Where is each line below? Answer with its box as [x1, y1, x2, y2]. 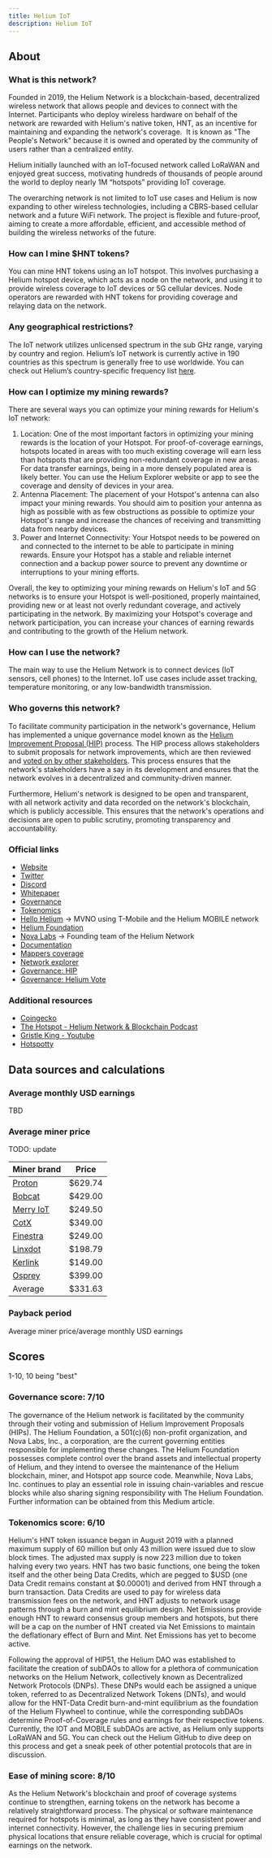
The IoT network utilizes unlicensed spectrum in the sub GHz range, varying [8, 339, 263, 350]
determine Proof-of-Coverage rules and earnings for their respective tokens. [8, 1715, 265, 1725]
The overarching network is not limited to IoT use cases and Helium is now [8, 193, 257, 203]
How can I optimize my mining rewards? [8, 386, 169, 397]
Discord [19, 879, 47, 889]
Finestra [12, 1230, 44, 1241]
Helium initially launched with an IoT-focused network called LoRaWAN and [8, 160, 260, 170]
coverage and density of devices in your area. [19, 481, 175, 491]
